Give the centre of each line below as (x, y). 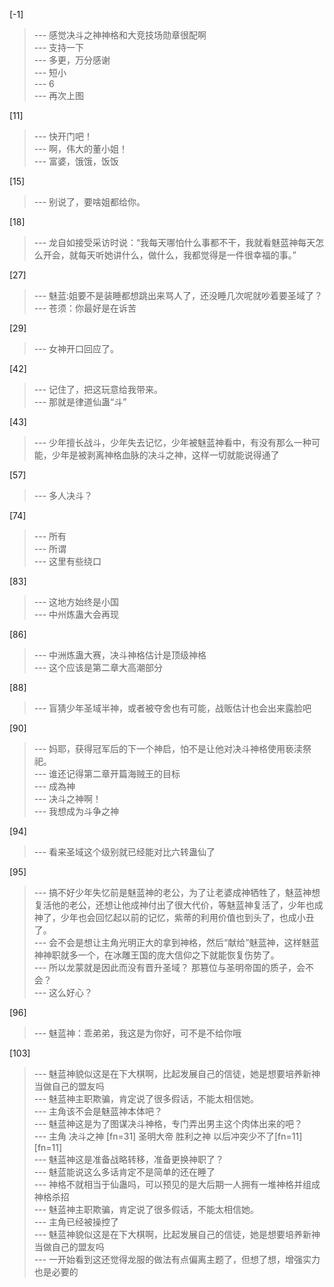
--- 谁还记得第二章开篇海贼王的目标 (107, 773)
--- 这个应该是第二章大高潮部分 (98, 667)
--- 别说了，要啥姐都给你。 (89, 202)
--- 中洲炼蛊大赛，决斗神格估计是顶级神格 (120, 655)
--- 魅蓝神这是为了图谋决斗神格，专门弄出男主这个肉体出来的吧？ (168, 1123)
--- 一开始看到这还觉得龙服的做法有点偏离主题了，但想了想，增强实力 (177, 1259)
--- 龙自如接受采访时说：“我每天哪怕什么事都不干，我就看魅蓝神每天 (174, 242)
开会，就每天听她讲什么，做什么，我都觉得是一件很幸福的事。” (169, 255)
